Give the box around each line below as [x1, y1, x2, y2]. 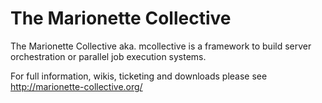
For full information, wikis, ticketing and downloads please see [10, 70, 268, 82]
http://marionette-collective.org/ [10, 80, 143, 92]
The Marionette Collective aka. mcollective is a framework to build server [10, 40, 312, 52]
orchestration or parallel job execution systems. [10, 50, 207, 62]
